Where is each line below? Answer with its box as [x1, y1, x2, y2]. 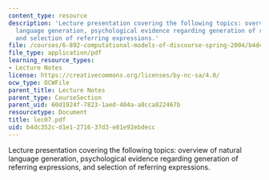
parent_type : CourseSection [8, 94, 102, 102]
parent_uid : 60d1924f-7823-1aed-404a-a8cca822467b [8, 101, 181, 109]
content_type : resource [8, 11, 88, 20]
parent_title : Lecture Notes [8, 86, 106, 94]
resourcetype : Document [8, 109, 88, 117]
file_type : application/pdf [8, 49, 102, 57]
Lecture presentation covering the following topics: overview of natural [8, 145, 243, 154]
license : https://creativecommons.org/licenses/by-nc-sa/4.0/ [8, 71, 220, 79]
